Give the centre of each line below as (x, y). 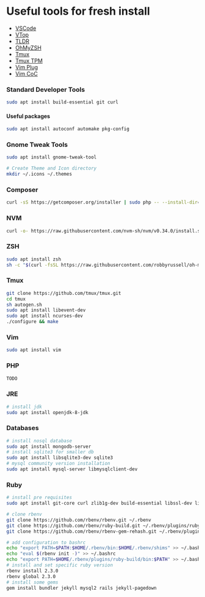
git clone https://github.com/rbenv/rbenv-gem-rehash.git (81, 531)
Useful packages (28, 116)
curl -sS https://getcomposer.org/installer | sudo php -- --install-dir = (103, 202)
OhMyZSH (28, 48)
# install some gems (33, 582)
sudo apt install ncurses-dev (45, 316)
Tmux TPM (29, 61)
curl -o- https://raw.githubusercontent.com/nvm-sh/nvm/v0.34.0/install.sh (105, 231)
